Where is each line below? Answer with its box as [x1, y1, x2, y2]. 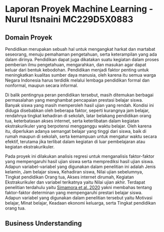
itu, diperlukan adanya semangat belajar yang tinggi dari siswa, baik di [5, 128, 146, 134]
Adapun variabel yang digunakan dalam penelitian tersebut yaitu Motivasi [5, 195, 153, 201]
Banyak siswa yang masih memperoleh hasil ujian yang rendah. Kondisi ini [5, 103, 154, 108]
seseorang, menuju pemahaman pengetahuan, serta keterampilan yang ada [5, 51, 157, 57]
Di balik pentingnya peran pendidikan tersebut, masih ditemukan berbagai [5, 92, 154, 98]
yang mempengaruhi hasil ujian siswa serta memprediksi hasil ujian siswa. [5, 159, 154, 164]
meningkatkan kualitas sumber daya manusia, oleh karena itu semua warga [5, 72, 156, 78]
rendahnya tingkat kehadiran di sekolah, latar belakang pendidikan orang [5, 113, 151, 118]
